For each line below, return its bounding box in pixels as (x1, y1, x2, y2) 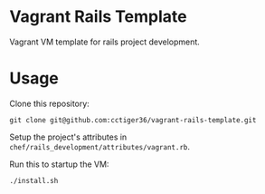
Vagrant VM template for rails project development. (9, 36, 201, 47)
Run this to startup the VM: (9, 159, 109, 170)
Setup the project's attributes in (9, 131, 128, 142)
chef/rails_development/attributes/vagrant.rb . (9, 141, 191, 151)
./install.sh (9, 176, 59, 185)
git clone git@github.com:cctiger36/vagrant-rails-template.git (9, 115, 257, 124)
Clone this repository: (9, 98, 90, 109)
